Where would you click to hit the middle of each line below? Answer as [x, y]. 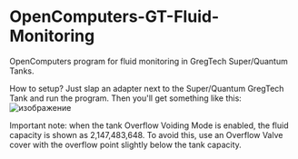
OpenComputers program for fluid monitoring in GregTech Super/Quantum [149, 61]
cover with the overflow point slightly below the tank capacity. [126, 144]
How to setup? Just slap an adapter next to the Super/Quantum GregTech [147, 88]
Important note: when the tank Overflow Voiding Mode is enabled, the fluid [149, 125]
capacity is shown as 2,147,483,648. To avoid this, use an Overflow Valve [146, 134]
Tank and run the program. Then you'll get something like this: [126, 98]
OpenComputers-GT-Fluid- [114, 17]
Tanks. [22, 71]
